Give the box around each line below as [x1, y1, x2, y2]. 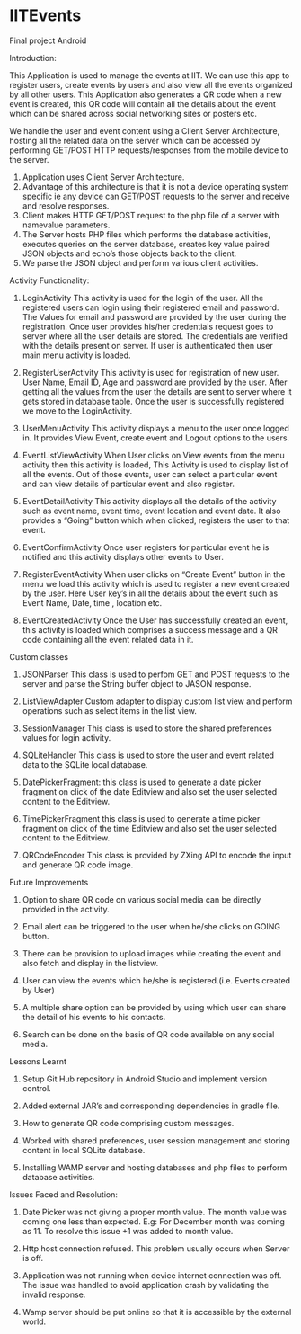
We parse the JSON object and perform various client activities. [22, 257, 259, 268]
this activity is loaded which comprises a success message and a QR [22, 624, 279, 635]
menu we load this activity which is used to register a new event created [22, 578, 290, 589]
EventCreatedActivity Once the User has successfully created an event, [22, 615, 288, 626]
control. [22, 1082, 51, 1093]
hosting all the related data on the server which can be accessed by [9, 135, 261, 146]
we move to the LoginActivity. [22, 405, 133, 416]
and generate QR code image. [22, 859, 134, 870]
